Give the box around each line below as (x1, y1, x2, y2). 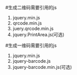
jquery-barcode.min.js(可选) (12, 64, 72, 70)
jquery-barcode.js (12, 58, 51, 64)
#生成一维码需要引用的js (5, 42, 57, 48)
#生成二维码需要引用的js (5, 5, 57, 10)
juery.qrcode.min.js (12, 26, 54, 32)
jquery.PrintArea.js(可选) (12, 32, 65, 37)
